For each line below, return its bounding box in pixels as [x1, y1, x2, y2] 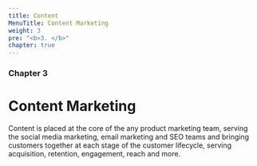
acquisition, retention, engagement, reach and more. [8, 148, 181, 158]
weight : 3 [8, 26, 42, 34]
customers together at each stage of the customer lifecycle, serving [8, 140, 232, 150]
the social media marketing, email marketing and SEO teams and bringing [8, 132, 250, 141]
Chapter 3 [8, 68, 48, 79]
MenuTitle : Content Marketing [8, 19, 109, 27]
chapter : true [8, 41, 56, 49]
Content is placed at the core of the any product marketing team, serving [8, 123, 248, 132]
